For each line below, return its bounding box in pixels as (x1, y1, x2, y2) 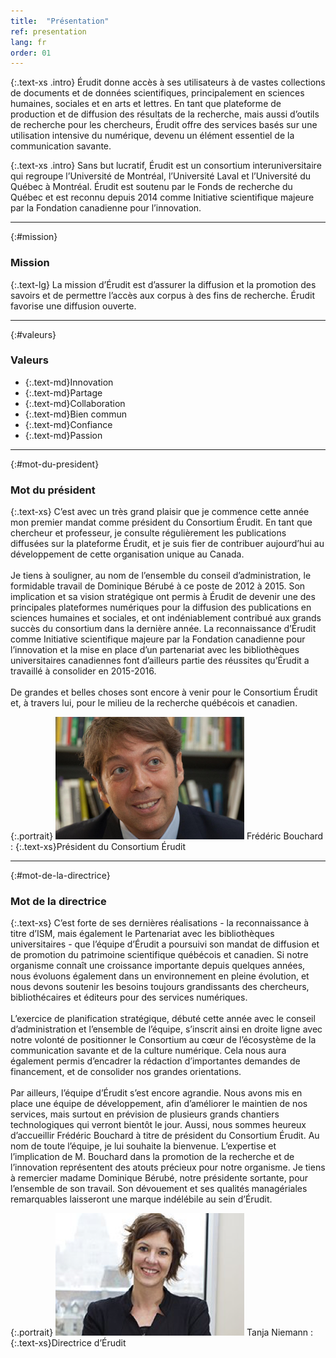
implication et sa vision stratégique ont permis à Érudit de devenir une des (10, 591, 316, 603)
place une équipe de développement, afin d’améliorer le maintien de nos (10, 1098, 308, 1110)
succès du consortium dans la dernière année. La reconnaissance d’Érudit (10, 623, 317, 635)
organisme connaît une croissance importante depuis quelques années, (10, 960, 306, 972)
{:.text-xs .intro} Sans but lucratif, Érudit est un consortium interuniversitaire (10, 160, 322, 172)
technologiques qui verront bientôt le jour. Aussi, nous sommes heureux (10, 1119, 307, 1131)
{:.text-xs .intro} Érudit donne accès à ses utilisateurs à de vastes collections (10, 76, 326, 89)
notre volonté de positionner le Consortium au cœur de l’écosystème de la (10, 1034, 317, 1046)
